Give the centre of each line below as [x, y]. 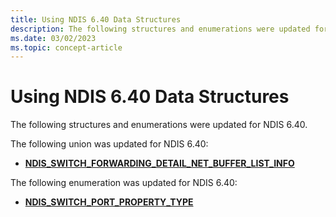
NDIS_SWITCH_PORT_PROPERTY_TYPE [109, 202]
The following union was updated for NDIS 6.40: [109, 144]
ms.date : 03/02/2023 [53, 38]
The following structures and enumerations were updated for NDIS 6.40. [159, 125]
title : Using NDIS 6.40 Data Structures [96, 19]
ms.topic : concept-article [66, 47]
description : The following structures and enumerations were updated [160, 29]
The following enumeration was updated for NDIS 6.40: [124, 183]
